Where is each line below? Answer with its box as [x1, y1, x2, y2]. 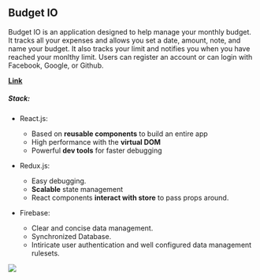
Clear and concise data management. [31, 223, 154, 233]
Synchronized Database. [31, 231, 112, 241]
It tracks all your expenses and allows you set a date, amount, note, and [8, 35, 241, 45]
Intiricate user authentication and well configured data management [31, 240, 252, 249]
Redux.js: [19, 160, 50, 170]
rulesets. [31, 248, 61, 258]
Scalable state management [31, 184, 124, 193]
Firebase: [19, 208, 50, 217]
